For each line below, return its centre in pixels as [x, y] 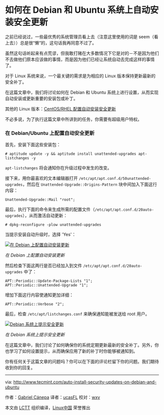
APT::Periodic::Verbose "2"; [35, 304]
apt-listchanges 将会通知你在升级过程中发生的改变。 [59, 168]
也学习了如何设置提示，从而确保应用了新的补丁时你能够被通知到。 [71, 351]
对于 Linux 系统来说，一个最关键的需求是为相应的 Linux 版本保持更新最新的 [80, 76]
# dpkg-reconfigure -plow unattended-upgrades [53, 225]
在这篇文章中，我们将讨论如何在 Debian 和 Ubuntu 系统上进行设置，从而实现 [82, 92]
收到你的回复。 [20, 368]
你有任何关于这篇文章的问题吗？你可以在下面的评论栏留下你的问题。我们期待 [82, 362]
